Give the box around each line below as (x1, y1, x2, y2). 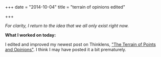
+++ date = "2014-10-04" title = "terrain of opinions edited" (5, 4, 126, 10)
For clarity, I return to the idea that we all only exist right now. (5, 23, 129, 28)
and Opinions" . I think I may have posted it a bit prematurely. (5, 47, 126, 52)
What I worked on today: (5, 32, 56, 38)
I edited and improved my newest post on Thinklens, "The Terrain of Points (5, 42, 156, 47)
